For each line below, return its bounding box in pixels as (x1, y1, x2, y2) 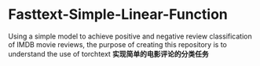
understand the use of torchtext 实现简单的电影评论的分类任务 (8, 49, 210, 58)
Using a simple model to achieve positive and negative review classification (8, 31, 253, 41)
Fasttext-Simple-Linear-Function (8, 5, 228, 24)
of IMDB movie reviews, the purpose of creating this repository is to (8, 39, 228, 49)
